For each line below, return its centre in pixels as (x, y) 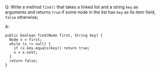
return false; (24, 61)
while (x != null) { (30, 44)
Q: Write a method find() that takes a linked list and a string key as (72, 7)
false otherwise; (22, 17)
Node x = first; (26, 40)
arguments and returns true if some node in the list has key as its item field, (80, 12)
